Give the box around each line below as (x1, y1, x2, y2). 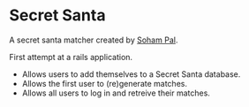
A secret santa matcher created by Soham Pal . (9, 34, 178, 45)
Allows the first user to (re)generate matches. (21, 78, 188, 88)
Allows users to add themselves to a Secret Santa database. (21, 68, 241, 80)
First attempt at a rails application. (9, 51, 133, 62)
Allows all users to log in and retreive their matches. (21, 88, 210, 98)
